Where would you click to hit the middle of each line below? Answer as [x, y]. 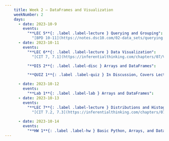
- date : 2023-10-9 [37, 24]
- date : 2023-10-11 [38, 43]
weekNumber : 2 [29, 15]
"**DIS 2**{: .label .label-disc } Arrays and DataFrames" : [92, 66]
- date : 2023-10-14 [38, 121]
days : [20, 19]
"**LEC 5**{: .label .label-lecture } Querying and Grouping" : [95, 33]
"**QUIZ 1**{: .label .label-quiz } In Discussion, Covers [91, 75]
